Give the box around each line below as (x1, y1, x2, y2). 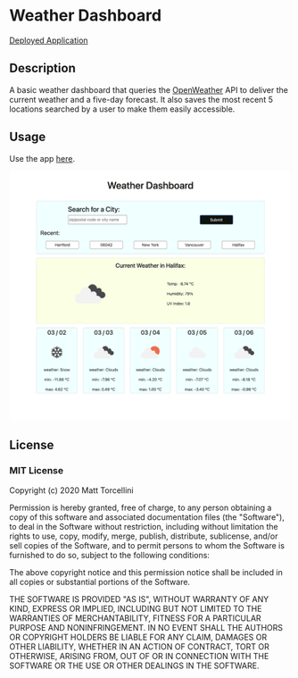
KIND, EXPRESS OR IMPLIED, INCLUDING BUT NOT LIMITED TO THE (9, 603, 262, 614)
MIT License (9, 465, 64, 477)
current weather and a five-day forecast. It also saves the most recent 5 (9, 94, 274, 105)
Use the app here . (9, 153, 76, 163)
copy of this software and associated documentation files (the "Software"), (9, 511, 286, 523)
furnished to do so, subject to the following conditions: (9, 549, 210, 560)
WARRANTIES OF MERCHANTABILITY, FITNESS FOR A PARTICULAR (9, 613, 261, 624)
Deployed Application (9, 35, 88, 46)
